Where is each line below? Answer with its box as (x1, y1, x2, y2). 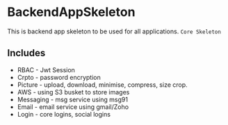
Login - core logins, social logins (17, 110, 111, 118)
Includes (7, 47, 46, 59)
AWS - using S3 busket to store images (17, 87, 130, 96)
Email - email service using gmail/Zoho (17, 102, 129, 111)
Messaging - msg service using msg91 (17, 95, 129, 103)
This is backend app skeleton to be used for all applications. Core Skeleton (7, 27, 221, 35)
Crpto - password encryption (17, 73, 101, 81)
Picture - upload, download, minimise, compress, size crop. (17, 81, 188, 89)
